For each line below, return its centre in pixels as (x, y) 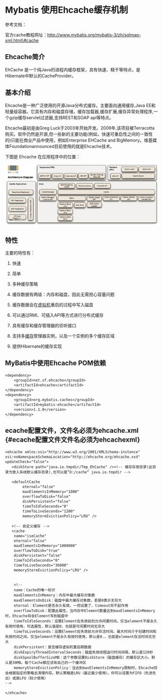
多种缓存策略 (25, 284)
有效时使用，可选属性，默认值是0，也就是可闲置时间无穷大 (55, 626)
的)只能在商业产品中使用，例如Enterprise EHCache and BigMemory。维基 (79, 140)
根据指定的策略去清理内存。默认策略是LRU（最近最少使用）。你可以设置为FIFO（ (77, 673)
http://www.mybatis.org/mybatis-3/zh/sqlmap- (94, 35)
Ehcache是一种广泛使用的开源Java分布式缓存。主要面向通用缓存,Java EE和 (80, 105)
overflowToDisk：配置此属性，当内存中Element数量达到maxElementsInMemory (85, 611)
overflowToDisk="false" (46, 496)
